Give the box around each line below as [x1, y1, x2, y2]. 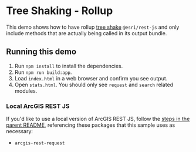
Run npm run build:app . [14, 69, 72, 76]
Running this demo [6, 47, 77, 57]
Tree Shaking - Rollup [6, 4, 113, 18]
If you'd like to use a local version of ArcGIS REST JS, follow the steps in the [6, 116, 190, 123]
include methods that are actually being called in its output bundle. [6, 29, 167, 36]
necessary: [6, 128, 33, 135]
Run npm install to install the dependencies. [14, 62, 123, 69]
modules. [14, 87, 38, 94]
